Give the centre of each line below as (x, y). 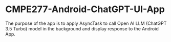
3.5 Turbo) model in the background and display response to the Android (82, 28)
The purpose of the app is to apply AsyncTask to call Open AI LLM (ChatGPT (86, 23)
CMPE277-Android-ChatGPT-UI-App (85, 9)
